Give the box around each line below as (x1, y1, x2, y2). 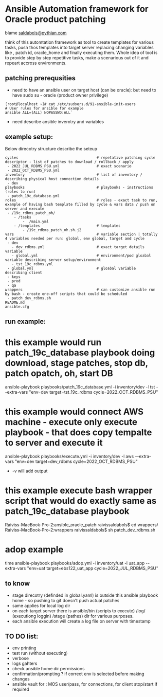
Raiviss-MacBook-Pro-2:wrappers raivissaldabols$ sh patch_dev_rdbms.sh (5, 527, 156, 532)
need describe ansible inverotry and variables (12, 118, 104, 125)
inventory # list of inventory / (5, 172, 143, 177)
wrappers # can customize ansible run (5, 287, 156, 292)
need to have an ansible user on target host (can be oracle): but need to (12, 87, 157, 93)
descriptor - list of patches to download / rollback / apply (5, 159, 134, 164)
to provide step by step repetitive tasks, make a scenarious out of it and (5, 55, 149, 60)
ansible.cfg (5, 304, 29, 309)
